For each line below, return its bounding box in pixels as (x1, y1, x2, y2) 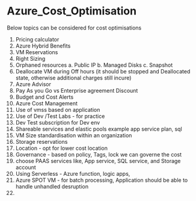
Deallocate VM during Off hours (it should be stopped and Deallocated (15, 67, 191, 75)
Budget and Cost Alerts (15, 93, 74, 100)
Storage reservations (15, 138, 68, 145)
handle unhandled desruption (15, 182, 89, 190)
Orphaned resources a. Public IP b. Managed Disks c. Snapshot (15, 61, 173, 69)
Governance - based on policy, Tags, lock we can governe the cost (15, 150, 182, 158)
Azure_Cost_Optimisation (7, 4, 137, 18)
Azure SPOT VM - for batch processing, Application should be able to (15, 176, 188, 184)
